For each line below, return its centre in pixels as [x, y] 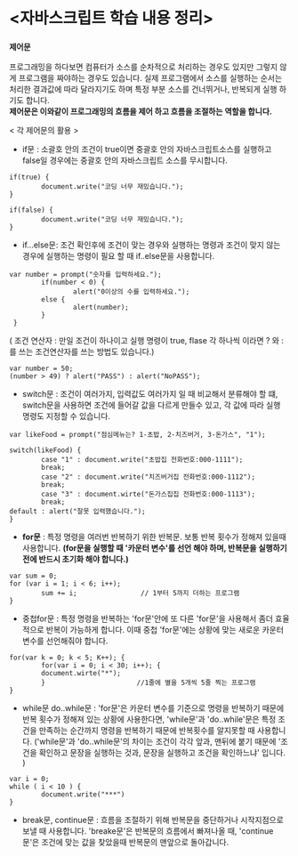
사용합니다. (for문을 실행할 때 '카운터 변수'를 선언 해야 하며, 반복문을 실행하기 [154, 548]
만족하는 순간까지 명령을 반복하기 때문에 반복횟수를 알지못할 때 [147, 731]
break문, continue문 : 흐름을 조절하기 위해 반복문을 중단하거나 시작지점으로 [153, 820]
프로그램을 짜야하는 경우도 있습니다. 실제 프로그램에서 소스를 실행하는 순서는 [150, 78]
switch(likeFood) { [45, 450]
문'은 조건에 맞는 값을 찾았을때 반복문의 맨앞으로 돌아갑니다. [125, 843]
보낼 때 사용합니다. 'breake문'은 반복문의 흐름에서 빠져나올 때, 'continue [148, 831]
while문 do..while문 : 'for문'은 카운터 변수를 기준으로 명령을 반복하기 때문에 [153, 708]
